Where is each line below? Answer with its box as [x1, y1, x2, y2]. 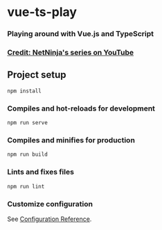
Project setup [7, 69, 67, 81]
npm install [7, 88, 42, 95]
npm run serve [7, 120, 48, 126]
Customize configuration [7, 199, 93, 208]
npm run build [7, 151, 48, 158]
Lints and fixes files [7, 167, 75, 177]
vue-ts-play [7, 4, 78, 20]
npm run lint [7, 183, 45, 190]
